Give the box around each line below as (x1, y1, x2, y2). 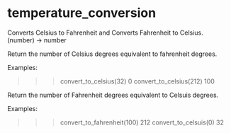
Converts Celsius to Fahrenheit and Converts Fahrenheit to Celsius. (7, 28, 203, 37)
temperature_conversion (7, 5, 157, 21)
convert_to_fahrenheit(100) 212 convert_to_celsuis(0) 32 (60, 118, 225, 127)
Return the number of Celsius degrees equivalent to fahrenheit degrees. (7, 50, 218, 58)
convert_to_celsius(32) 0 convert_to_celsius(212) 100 (60, 76, 215, 86)
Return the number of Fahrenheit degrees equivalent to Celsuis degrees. (7, 91, 219, 99)
